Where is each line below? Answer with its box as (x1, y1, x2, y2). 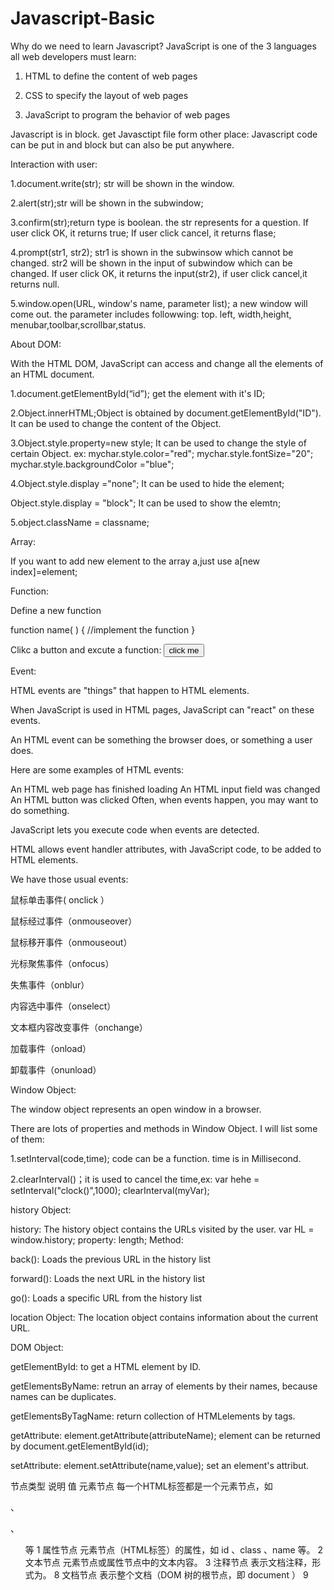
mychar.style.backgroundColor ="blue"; (10, 458, 175, 470)
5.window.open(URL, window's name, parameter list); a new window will (10, 297, 308, 309)
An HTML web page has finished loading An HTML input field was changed (10, 783, 321, 795)
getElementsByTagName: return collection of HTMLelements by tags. (10, 1410, 296, 1422)
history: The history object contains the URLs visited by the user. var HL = (10, 1223, 315, 1235)
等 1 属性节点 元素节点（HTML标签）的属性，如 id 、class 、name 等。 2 (24, 1543, 324, 1556)
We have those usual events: (10, 873, 129, 885)
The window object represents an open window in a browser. (10, 1103, 262, 1115)
